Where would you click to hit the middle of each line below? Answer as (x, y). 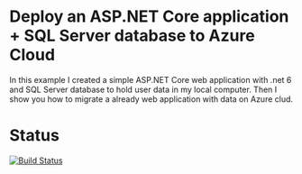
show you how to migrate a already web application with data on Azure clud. (151, 99)
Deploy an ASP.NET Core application (149, 17)
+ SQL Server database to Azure (132, 36)
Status (35, 136)
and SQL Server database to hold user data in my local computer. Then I (143, 89)
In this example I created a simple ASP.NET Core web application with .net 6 (151, 79)
